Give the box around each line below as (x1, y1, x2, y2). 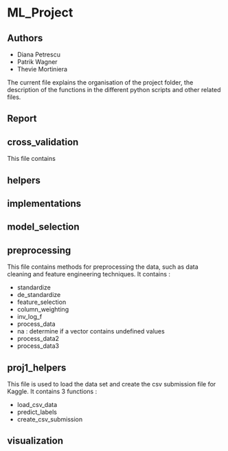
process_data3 (16, 342, 60, 350)
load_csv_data (16, 401, 58, 408)
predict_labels (16, 408, 57, 416)
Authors (7, 32, 43, 44)
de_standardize (16, 291, 61, 299)
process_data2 (16, 335, 60, 343)
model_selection (7, 221, 80, 233)
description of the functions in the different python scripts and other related (7, 86, 221, 93)
